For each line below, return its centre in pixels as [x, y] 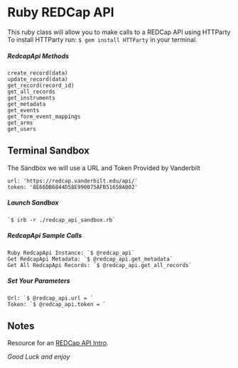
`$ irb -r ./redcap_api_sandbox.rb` [61, 220]
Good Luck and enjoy [39, 357]
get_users [22, 129]
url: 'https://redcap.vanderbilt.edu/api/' [73, 181]
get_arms [20, 123]
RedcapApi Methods [38, 56]
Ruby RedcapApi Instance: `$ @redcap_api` [71, 253]
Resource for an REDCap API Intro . [58, 343]
